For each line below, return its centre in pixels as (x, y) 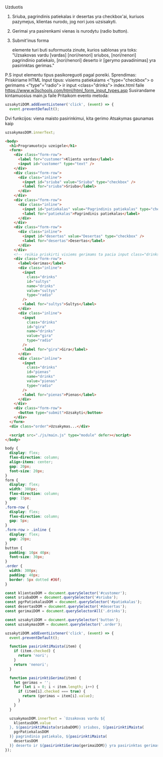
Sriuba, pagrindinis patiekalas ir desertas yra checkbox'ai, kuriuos (78, 16)
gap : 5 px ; (19, 521)
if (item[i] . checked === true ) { (52, 692)
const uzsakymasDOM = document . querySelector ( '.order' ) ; (64, 624)
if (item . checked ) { (34, 651)
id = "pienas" (39, 372)
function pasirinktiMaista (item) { (45, 646)
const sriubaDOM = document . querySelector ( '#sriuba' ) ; (62, 598)
